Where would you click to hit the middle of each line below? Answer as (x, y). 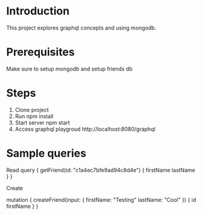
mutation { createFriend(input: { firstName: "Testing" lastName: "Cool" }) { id (101, 199)
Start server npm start (43, 122)
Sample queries (46, 153)
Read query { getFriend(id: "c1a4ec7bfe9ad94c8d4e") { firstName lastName (101, 170)
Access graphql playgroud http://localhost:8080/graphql (85, 129)
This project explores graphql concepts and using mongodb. (81, 28)
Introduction (38, 11)
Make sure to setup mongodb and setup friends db (69, 69)
